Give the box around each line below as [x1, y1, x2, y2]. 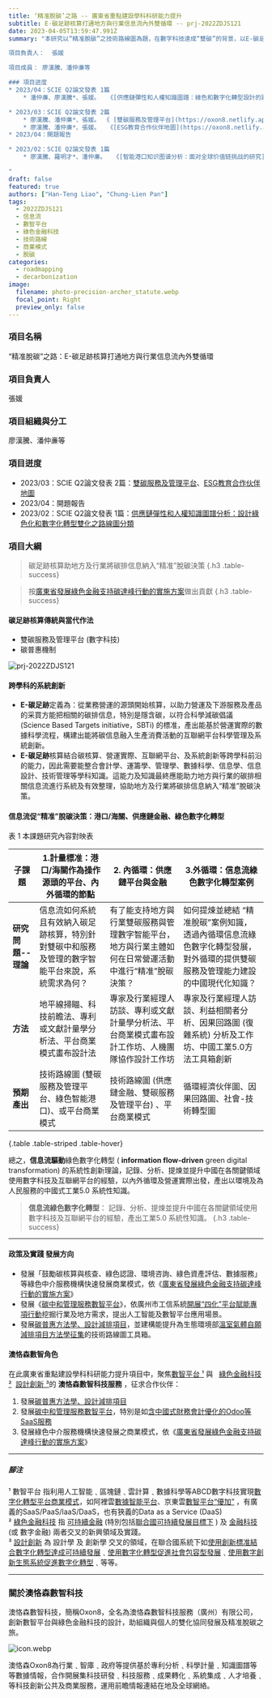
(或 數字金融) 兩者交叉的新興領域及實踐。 [8, 1527, 146, 1537]
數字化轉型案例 [197, 876, 254, 887]
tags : [8, 198, 27, 206]
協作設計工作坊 [117, 1053, 176, 1064]
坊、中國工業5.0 [183, 1041, 245, 1052]
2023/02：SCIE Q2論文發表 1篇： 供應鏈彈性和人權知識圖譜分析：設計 [19, 508, 253, 518]
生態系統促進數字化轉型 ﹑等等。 [15, 1557, 122, 1567]
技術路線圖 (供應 [109, 1075, 172, 1086]
